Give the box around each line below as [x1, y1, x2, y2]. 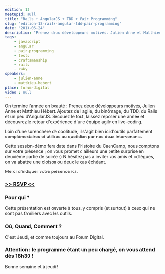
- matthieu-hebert [14, 80, 52, 85]
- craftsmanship [14, 58, 48, 63]
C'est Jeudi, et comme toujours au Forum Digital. [5, 234, 104, 240]
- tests [14, 53, 29, 58]
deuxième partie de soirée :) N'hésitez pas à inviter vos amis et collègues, [5, 154, 155, 160]
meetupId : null [5, 12, 36, 17]
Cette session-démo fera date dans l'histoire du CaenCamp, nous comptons [5, 143, 159, 149]
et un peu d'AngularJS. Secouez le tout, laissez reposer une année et [5, 114, 145, 120]
